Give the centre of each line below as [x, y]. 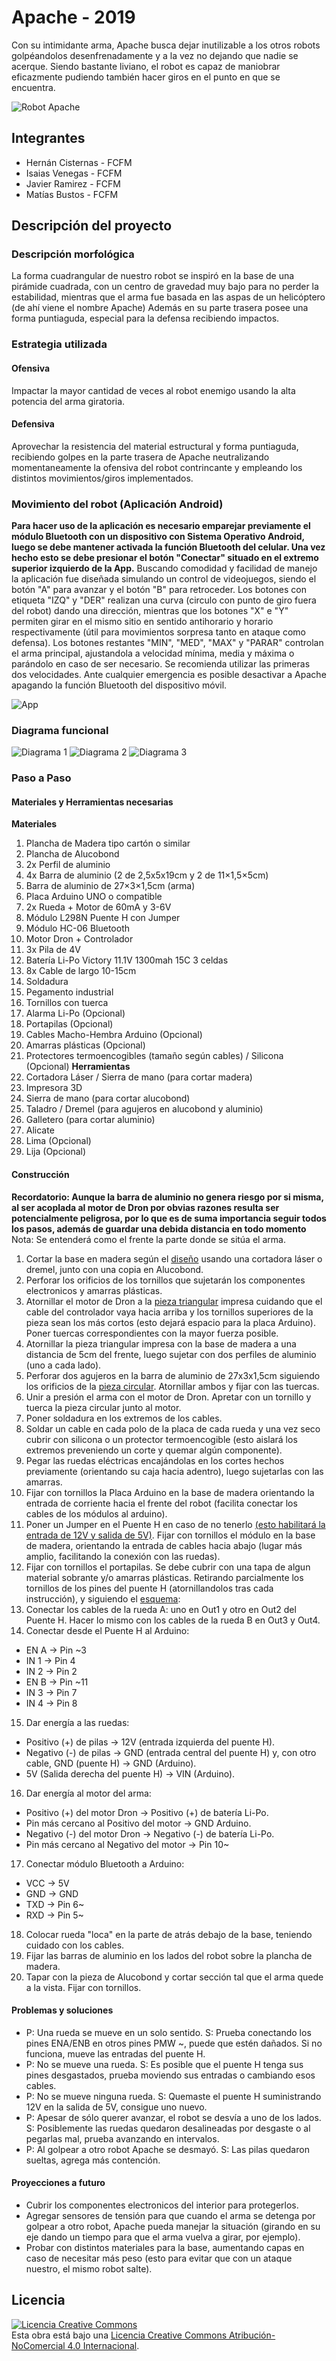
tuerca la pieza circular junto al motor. [103, 1407]
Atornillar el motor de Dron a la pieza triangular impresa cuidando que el [174, 1301]
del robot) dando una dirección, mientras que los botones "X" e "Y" [150, 611]
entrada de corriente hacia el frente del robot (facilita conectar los [161, 1503]
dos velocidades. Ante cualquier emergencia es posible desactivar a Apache [169, 675]
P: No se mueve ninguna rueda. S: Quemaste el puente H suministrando [173, 2096]
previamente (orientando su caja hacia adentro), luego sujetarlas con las [174, 1471]
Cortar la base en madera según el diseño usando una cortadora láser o [174, 1258]
